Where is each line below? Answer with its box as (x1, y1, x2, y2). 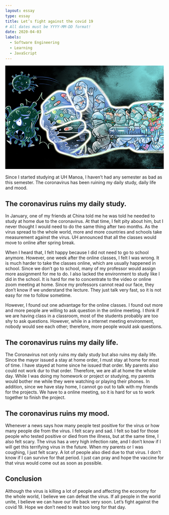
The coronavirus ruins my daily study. (5, 199, 127, 208)
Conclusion (5, 475, 42, 483)
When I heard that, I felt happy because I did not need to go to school (5, 250, 149, 256)
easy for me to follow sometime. (5, 293, 72, 299)
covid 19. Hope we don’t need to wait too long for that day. (5, 504, 126, 510)
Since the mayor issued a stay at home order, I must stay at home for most (5, 357, 159, 363)
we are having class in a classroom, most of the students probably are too (5, 313, 158, 319)
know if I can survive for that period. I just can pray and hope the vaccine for (5, 454, 164, 461)
